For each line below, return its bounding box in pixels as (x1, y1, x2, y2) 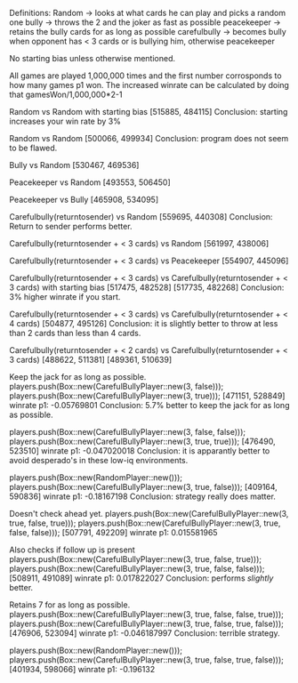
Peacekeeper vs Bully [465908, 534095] (9, 195, 159, 205)
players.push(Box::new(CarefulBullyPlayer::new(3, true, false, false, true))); (9, 609, 285, 619)
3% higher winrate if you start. (9, 292, 121, 301)
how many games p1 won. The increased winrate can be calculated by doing (9, 80, 289, 90)
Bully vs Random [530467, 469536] (9, 160, 140, 170)
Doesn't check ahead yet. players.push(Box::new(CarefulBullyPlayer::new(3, (9, 509, 289, 518)
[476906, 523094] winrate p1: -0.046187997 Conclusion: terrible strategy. (9, 628, 280, 639)
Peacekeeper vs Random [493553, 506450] (9, 177, 171, 188)
